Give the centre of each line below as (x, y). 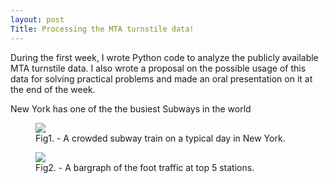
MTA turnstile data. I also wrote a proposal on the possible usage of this (158, 68)
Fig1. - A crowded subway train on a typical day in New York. (160, 138)
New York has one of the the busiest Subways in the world (131, 108)
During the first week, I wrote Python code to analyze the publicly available (164, 57)
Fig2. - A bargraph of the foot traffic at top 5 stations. (145, 167)
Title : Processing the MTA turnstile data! (102, 29)
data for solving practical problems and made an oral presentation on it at (161, 78)
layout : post (37, 19)
